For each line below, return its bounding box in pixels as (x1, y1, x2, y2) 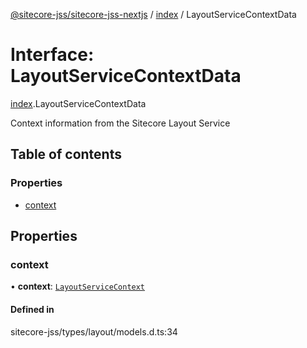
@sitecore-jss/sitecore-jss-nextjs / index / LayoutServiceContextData (10, 9, 297, 20)
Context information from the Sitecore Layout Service (10, 117, 231, 129)
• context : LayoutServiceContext (10, 280, 146, 293)
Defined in (10, 303, 55, 315)
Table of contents (10, 146, 122, 163)
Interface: (10, 44, 95, 66)
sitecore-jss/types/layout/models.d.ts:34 (10, 325, 178, 338)
